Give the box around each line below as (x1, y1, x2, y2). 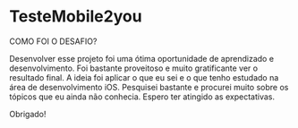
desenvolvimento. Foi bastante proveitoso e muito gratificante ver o (9, 63, 258, 73)
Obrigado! (9, 108, 47, 119)
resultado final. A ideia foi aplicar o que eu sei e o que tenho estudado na (9, 72, 279, 82)
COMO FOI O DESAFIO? (9, 36, 98, 47)
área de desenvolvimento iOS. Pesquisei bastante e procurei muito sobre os (9, 81, 289, 92)
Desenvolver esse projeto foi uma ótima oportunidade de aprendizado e (9, 53, 275, 64)
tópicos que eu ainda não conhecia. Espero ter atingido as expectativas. (9, 91, 276, 102)
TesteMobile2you (9, 6, 142, 27)
